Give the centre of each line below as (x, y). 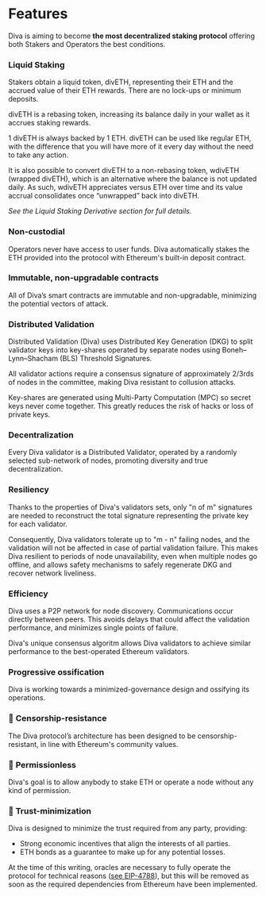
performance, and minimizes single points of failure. (93, 628)
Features (38, 14)
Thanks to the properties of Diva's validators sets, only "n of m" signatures (130, 507)
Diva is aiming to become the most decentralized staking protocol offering (132, 36)
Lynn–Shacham (33, 359)
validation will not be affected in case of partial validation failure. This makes (133, 548)
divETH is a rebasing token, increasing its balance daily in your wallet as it (129, 114)
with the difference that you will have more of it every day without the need (131, 147)
